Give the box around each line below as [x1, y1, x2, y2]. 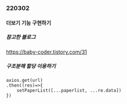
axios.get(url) [6, 77, 43, 84]
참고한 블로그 [6, 34, 36, 41]
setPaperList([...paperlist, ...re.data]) [16, 88, 122, 94]
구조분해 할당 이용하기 [6, 63, 56, 70]
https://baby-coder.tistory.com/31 [6, 48, 87, 56]
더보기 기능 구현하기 [6, 19, 52, 26]
